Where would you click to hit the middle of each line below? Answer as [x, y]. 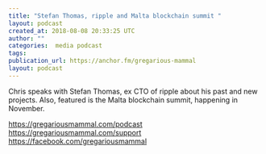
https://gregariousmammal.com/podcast [75, 124]
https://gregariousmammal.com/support [75, 132]
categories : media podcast [56, 46]
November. [27, 108]
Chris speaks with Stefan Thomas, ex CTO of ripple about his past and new [133, 91]
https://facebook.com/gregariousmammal [78, 141]
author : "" [27, 38]
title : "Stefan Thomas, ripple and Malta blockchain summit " [115, 16]
